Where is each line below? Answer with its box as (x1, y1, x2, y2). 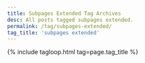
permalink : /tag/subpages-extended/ (7, 23, 112, 29)
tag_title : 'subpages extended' (7, 29, 100, 36)
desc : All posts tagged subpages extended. (7, 16, 134, 23)
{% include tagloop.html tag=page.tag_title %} (7, 48, 139, 56)
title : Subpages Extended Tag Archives (7, 10, 122, 17)
